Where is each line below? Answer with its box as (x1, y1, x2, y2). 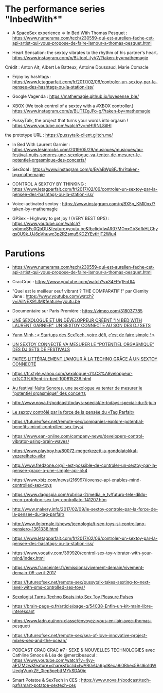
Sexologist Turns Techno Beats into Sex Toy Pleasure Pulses (12, 594, 134, 600)
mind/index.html (12, 555, 45, 561)
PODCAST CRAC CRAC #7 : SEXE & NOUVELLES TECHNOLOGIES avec (12, 647, 155, 653)
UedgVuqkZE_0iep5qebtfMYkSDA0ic (12, 668, 87, 674)
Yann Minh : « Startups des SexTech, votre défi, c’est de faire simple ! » (12, 332, 155, 338)
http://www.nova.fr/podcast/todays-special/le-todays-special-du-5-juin (12, 400, 157, 405)
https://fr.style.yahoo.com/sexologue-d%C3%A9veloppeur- (12, 370, 133, 376)
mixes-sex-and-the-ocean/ (12, 638, 67, 643)
